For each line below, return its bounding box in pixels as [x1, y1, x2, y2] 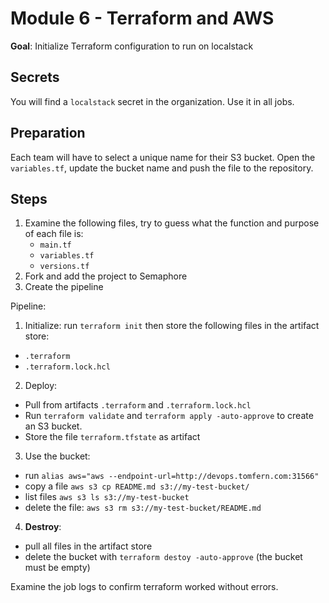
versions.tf [39, 262, 90, 272]
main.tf [39, 240, 72, 251]
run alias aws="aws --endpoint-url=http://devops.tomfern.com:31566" [24, 470, 320, 482]
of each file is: [24, 228, 84, 240]
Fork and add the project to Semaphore [24, 270, 188, 282]
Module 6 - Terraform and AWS [10, 7, 275, 30]
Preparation [10, 125, 86, 142]
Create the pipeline [24, 281, 104, 293]
